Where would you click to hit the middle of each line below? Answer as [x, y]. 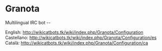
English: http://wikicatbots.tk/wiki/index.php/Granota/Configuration [74, 32]
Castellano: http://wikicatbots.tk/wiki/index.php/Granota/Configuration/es [81, 37]
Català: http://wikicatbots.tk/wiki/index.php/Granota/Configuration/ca [77, 42]
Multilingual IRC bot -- [28, 22]
